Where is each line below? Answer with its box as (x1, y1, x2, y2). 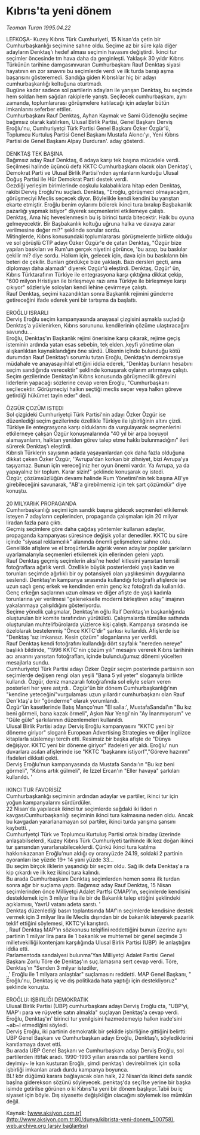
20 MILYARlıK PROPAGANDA (6, 500, 76, 507)
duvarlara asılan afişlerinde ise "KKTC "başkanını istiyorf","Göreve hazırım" (6, 748, 190, 755)
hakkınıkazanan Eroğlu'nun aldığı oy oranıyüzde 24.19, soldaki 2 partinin (6, 849, 183, 857)
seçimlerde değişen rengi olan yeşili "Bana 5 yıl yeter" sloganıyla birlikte (6, 672, 183, 679)
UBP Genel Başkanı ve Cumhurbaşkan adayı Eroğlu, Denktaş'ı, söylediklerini (6, 1034, 193, 1041)
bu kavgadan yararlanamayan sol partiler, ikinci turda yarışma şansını (6, 818, 176, 825)
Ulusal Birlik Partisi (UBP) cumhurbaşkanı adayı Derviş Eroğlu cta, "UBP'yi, (6, 1002, 189, 1009)
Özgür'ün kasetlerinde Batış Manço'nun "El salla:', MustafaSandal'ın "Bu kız (6, 703, 192, 711)
